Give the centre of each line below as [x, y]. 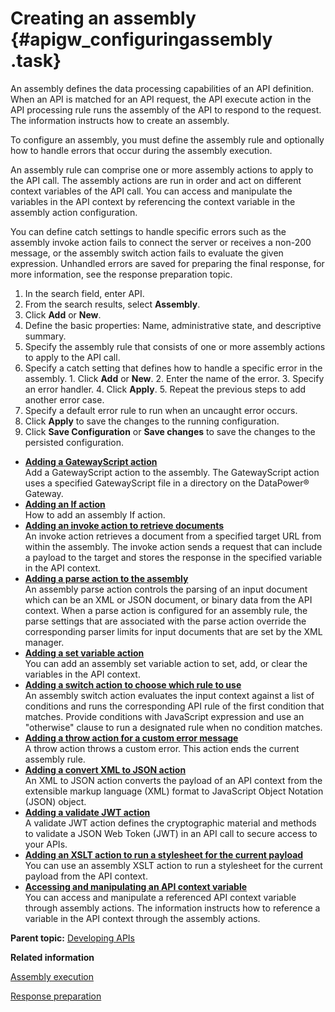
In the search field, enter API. [84, 293]
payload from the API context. [86, 876]
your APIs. [46, 844]
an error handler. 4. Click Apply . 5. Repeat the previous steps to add [165, 389]
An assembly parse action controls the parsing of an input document [166, 589]
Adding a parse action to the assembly [106, 578]
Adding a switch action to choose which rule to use [133, 684]
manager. [44, 642]
